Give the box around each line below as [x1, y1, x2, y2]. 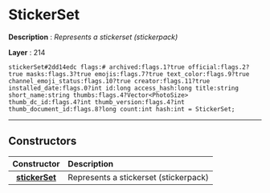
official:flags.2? [187, 62, 250, 71]
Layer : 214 [8, 47, 46, 57]
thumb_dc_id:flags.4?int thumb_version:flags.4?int [8, 98, 185, 106]
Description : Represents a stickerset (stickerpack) [8, 32, 178, 42]
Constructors [8, 135, 77, 148]
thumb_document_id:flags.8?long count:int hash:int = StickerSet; [8, 105, 235, 113]
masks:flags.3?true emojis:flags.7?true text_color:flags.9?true [26, 70, 250, 78]
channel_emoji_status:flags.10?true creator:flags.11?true [8, 77, 211, 85]
